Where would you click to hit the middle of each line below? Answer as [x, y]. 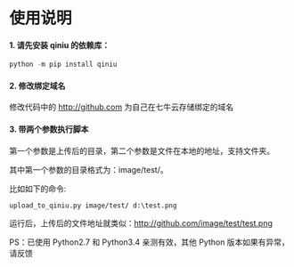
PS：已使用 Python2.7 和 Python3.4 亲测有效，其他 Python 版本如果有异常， [149, 242]
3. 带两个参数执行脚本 [49, 129]
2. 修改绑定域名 [37, 85]
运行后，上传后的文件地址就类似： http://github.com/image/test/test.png [141, 222]
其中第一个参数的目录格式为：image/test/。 [89, 169]
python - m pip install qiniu [63, 65]
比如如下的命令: [38, 189]
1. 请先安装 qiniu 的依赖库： [60, 44]
